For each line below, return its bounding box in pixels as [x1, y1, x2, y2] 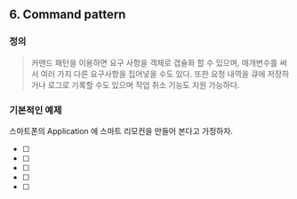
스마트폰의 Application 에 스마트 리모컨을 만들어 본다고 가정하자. [9, 125, 234, 136]
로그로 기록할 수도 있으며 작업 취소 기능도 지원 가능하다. [47, 79, 240, 90]
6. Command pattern [9, 7, 126, 22]
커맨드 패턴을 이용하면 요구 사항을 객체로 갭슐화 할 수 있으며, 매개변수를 [30, 57, 278, 68]
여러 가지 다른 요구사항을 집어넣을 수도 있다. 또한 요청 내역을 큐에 [40, 68, 266, 79]
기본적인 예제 [9, 104, 62, 116]
